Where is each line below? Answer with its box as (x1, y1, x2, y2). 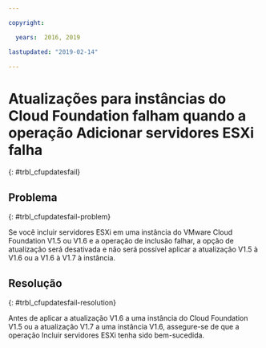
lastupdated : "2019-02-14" (8, 47, 99, 56)
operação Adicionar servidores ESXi (8, 124, 255, 141)
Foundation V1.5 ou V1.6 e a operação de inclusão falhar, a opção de (8, 236, 234, 246)
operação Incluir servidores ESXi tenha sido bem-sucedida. (8, 330, 205, 340)
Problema (8, 190, 58, 204)
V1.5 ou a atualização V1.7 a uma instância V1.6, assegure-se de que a (8, 321, 240, 331)
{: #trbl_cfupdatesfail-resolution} (8, 297, 116, 307)
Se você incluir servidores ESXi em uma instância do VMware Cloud (8, 227, 233, 237)
